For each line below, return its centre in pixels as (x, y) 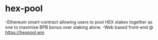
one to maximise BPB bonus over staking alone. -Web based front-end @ (79, 27)
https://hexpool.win (25, 32)
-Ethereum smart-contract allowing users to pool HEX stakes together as (79, 22)
